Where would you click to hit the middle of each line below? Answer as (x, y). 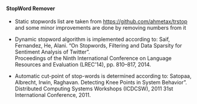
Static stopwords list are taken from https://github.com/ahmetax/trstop (101, 21)
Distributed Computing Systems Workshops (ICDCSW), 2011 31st (94, 89)
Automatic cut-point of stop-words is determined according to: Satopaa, (103, 76)
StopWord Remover (31, 8)
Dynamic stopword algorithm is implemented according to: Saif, (92, 39)
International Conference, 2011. (53, 95)
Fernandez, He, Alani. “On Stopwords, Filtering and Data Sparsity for (98, 46)
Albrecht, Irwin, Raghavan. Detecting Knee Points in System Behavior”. (101, 83)
